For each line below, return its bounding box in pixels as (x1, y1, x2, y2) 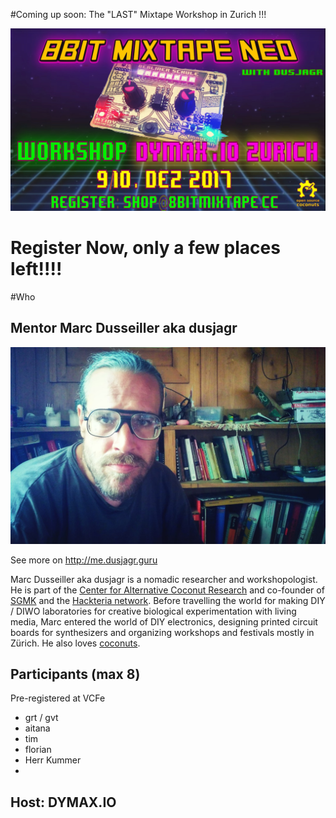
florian (24, 744, 52, 756)
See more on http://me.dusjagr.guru (10, 554, 158, 566)
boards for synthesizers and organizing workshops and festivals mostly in (10, 626, 315, 638)
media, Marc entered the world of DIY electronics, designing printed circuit (10, 615, 318, 628)
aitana (24, 722, 51, 734)
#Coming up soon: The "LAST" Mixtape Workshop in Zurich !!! (10, 9, 267, 20)
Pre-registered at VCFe (10, 692, 106, 704)
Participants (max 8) (10, 666, 141, 683)
